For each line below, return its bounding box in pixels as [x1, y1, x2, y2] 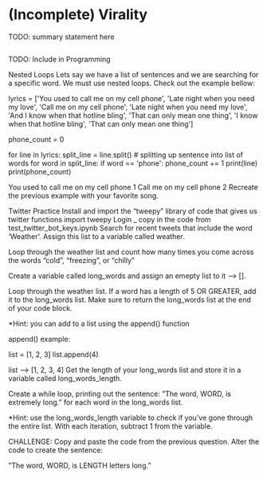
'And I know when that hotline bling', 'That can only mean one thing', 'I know [8, 110, 258, 120]
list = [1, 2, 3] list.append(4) [8, 349, 99, 359]
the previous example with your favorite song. [8, 190, 159, 200]
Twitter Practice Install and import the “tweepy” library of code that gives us [8, 206, 257, 216]
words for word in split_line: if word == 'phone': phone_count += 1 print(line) [8, 158, 258, 168]
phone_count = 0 [8, 134, 65, 144]
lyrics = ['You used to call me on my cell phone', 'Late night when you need [8, 93, 255, 103]
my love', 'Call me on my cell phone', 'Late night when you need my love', [8, 102, 249, 112]
